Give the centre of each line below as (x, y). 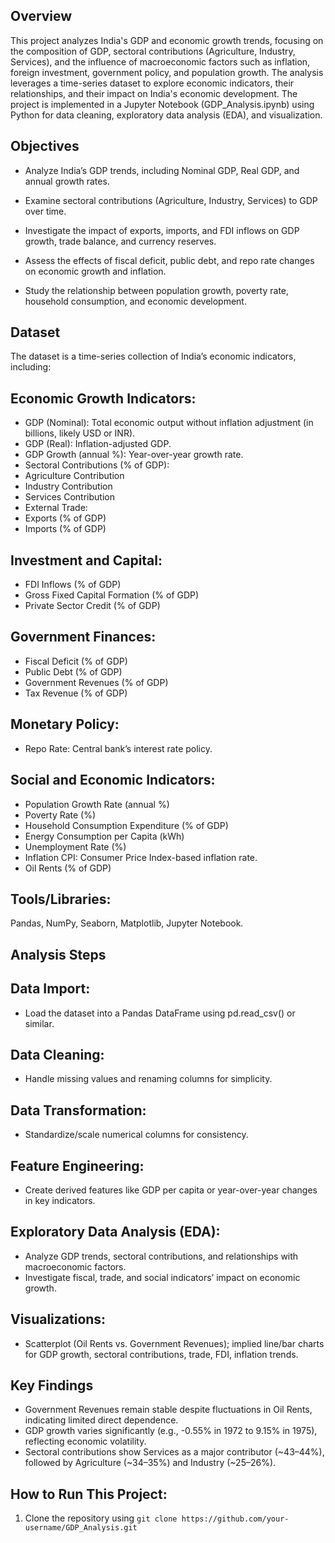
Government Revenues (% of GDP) (96, 682)
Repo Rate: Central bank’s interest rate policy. (118, 748)
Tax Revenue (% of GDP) (76, 693)
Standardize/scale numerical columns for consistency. (136, 1135)
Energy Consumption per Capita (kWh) (104, 836)
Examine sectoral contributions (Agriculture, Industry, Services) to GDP (171, 200)
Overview (41, 16)
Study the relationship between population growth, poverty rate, (157, 290)
